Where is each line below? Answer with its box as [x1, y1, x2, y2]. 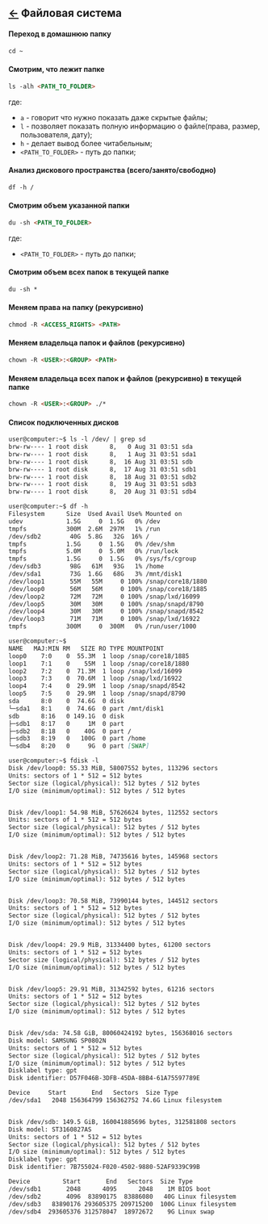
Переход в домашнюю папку [8, 28, 111, 39]
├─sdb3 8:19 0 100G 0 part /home [8, 735, 147, 743]
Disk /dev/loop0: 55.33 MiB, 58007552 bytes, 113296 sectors [8, 765, 219, 773]
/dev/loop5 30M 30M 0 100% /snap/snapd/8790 [8, 600, 204, 608]
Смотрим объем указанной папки [8, 201, 130, 211]
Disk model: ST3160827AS [8, 1125, 92, 1134]
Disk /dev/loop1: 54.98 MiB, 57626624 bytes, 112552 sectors [8, 808, 219, 816]
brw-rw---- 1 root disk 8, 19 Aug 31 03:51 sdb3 [8, 480, 197, 488]
